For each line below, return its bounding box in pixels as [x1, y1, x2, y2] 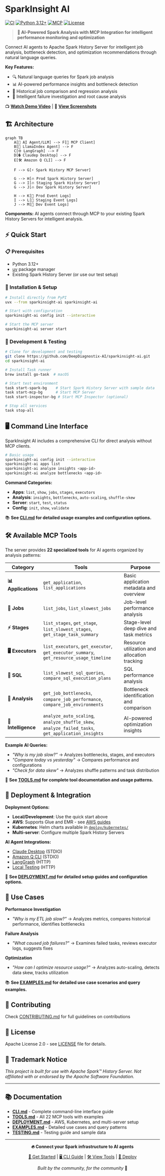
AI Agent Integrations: [5, 839, 52, 844]
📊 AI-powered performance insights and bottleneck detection [12, 81, 138, 87]
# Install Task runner [5, 367, 52, 372]
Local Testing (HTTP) [12, 864, 55, 870]
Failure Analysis [5, 931, 39, 936]
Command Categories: [5, 480, 53, 485]
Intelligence [7, 724, 36, 731]
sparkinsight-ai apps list [5, 461, 60, 467]
